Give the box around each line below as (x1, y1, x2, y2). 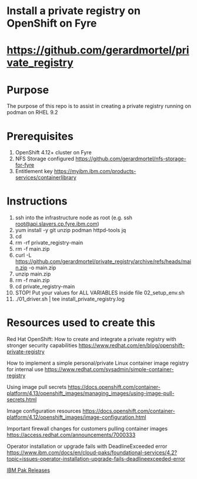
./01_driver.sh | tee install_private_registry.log (15, 296, 125, 303)
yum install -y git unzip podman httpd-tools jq (15, 227, 126, 234)
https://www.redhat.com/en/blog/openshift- (78, 342, 185, 349)
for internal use (6, 366, 44, 373)
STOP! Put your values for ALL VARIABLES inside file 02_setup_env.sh (15, 289, 185, 296)
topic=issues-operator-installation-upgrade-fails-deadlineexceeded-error (6, 455, 186, 463)
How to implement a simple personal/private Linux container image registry (6, 359, 189, 366)
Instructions (6, 194, 68, 208)
